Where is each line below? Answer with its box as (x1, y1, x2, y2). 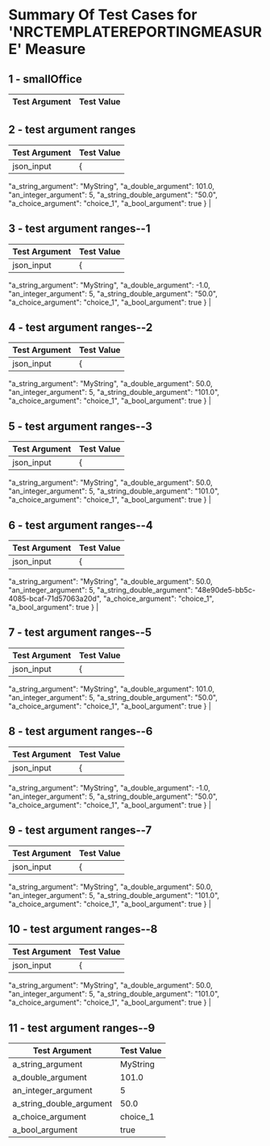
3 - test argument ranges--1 (8, 222, 151, 236)
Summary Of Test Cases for (8, 6, 197, 24)
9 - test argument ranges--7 (8, 824, 152, 837)
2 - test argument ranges (8, 123, 136, 136)
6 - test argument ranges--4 (8, 518, 153, 532)
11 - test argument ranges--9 (8, 1021, 156, 1035)
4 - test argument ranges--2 (8, 321, 153, 334)
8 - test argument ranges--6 (8, 724, 153, 738)
